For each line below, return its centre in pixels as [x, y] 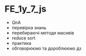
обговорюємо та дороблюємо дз [46, 48]
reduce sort [23, 38]
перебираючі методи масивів [43, 33]
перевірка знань [29, 27]
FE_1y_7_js [26, 9]
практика [21, 43]
